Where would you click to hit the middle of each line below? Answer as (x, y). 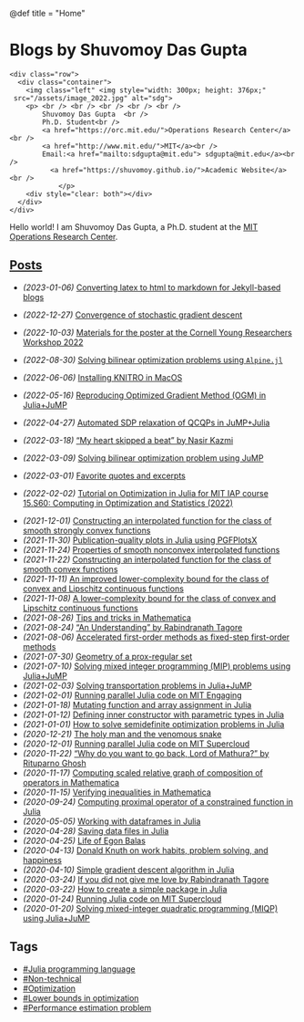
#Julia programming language (79, 969)
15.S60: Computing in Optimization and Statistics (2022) (128, 503)
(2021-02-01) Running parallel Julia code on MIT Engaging (132, 695)
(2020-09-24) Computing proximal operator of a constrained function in (158, 801)
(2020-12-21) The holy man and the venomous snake (122, 734)
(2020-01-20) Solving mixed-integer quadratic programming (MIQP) (150, 908)
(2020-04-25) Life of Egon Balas (84, 840)
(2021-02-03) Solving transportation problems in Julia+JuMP (137, 685)
